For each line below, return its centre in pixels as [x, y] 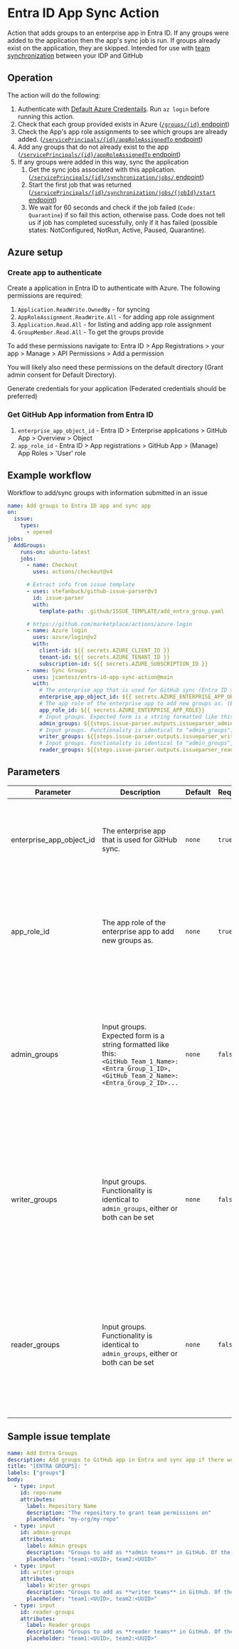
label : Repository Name [62, 1506]
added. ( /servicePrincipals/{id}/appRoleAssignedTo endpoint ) [110, 139]
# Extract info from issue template [80, 585]
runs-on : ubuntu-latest [55, 552]
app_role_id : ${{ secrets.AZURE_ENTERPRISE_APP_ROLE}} [122, 710]
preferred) [22, 396]
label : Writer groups [58, 1586]
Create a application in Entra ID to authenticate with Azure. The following [114, 288]
